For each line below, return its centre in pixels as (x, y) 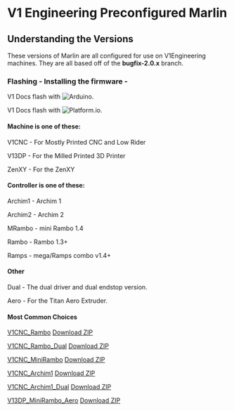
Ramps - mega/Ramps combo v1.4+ (59, 255)
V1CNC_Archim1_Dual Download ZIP (59, 387)
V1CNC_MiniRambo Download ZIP (56, 360)
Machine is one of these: (44, 126)
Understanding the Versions (70, 39)
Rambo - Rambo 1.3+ (38, 242)
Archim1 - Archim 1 (34, 201)
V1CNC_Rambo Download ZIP (50, 332)
